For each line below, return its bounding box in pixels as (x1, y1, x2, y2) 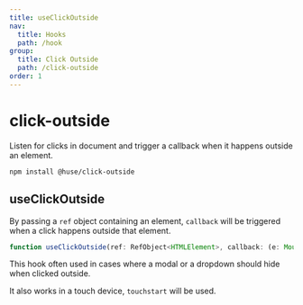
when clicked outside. (9, 268, 91, 279)
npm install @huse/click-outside (9, 167, 135, 176)
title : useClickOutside (9, 13, 99, 22)
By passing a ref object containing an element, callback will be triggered (9, 215, 281, 226)
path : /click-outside (17, 64, 99, 73)
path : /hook (17, 38, 63, 48)
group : (9, 47, 34, 56)
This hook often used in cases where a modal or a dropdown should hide (9, 258, 280, 270)
